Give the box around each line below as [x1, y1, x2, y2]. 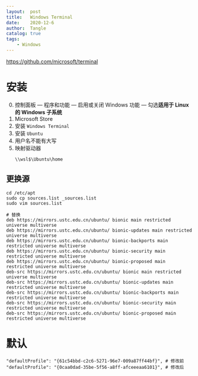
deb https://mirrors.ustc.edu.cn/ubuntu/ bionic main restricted [6, 217, 171, 223]
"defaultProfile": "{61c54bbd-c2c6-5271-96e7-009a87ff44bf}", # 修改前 [6, 358, 184, 364]
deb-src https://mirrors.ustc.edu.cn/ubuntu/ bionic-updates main [6, 279, 174, 285]
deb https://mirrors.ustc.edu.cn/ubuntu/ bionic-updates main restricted [6, 227, 193, 233]
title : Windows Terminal [6, 14, 73, 20]
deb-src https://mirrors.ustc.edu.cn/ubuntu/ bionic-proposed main [6, 310, 177, 316]
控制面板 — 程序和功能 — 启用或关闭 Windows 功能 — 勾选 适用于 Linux [14, 101, 189, 108]
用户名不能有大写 [14, 137, 57, 144]
